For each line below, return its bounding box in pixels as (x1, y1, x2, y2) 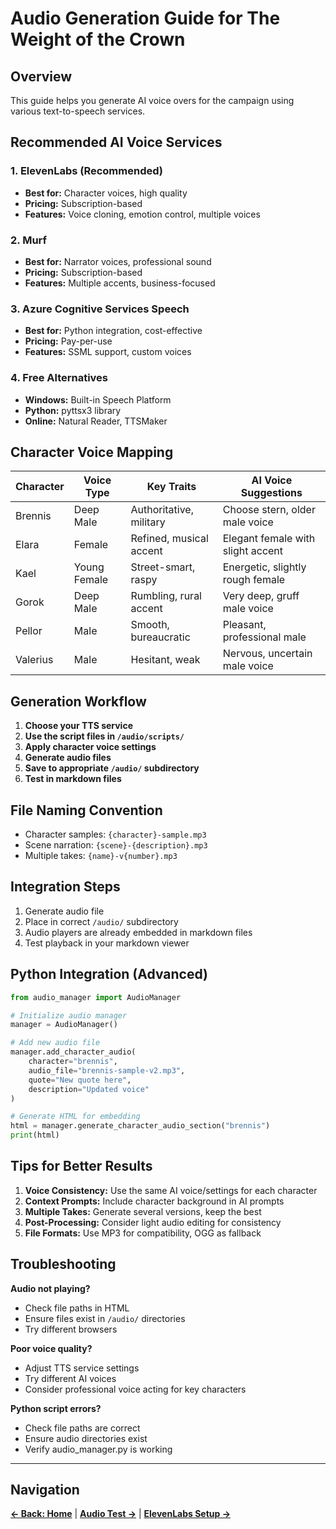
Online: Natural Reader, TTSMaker (24, 415, 168, 427)
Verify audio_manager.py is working (24, 1443, 173, 1455)
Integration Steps (10, 878, 121, 896)
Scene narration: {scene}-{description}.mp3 (24, 839, 208, 851)
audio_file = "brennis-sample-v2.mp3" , (28, 1065, 186, 1076)
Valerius (15, 653, 54, 667)
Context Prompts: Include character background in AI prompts (24, 1195, 285, 1207)
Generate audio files (24, 752, 112, 764)
